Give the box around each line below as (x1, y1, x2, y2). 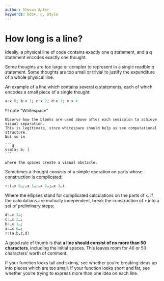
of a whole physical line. (5, 74, 54, 80)
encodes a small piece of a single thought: (5, 89, 91, 95)
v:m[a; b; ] (5, 147, 29, 153)
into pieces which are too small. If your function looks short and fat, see (5, 265, 150, 271)
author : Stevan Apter (5, 7, 50, 12)
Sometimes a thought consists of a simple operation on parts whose (5, 169, 143, 175)
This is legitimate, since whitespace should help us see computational (5, 126, 157, 131)
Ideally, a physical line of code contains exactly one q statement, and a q (5, 49, 152, 55)
